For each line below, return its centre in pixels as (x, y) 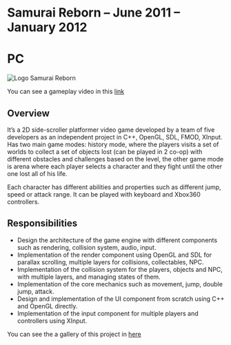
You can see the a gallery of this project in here (74, 334)
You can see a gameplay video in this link (66, 92)
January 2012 (47, 27)
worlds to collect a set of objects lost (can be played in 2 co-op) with (105, 151)
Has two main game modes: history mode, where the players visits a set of (113, 144)
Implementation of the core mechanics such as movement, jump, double (120, 284)
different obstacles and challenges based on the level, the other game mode (115, 159)
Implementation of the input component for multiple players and (108, 313)
